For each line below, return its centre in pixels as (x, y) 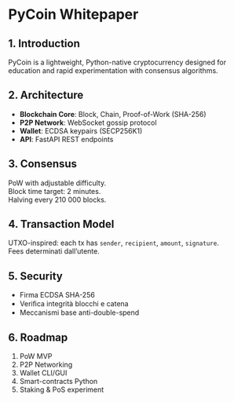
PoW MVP (36, 356)
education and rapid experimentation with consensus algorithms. (113, 71)
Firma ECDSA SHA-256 (57, 295)
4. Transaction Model (61, 224)
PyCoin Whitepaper (73, 15)
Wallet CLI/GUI (43, 373)
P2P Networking (46, 365)
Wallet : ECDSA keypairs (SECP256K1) (81, 130)
